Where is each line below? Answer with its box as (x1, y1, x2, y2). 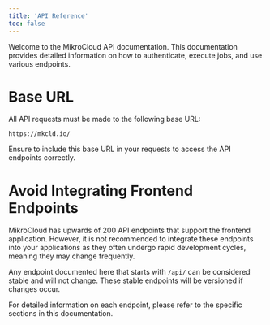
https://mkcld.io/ (8, 130, 71, 138)
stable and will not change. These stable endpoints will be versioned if (8, 275, 243, 285)
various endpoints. (8, 58, 71, 69)
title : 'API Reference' (8, 11, 89, 20)
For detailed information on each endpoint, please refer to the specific (8, 300, 242, 310)
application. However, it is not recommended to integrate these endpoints (8, 234, 254, 244)
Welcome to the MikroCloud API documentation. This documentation (8, 41, 238, 51)
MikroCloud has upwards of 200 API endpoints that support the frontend (8, 225, 251, 236)
